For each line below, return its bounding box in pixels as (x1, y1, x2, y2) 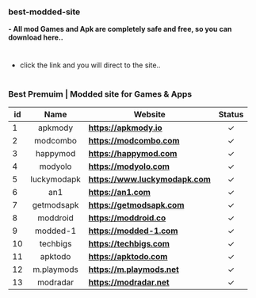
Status (218, 109, 244, 120)
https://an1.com (88, 187, 151, 198)
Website (133, 109, 166, 120)
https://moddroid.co (88, 212, 166, 223)
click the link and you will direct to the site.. (19, 60, 161, 70)
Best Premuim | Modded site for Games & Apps (8, 88, 193, 99)
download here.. (8, 32, 63, 42)
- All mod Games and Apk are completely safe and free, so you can (8, 25, 232, 34)
